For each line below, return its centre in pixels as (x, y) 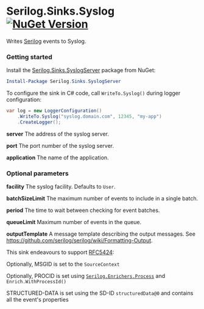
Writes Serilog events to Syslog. (46, 41)
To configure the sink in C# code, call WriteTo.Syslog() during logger (93, 93)
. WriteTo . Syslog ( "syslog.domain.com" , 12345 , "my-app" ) (90, 116)
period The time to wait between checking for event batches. (83, 210)
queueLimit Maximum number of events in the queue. (74, 222)
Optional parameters (37, 173)
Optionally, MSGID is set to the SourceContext (63, 264)
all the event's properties (37, 300)
